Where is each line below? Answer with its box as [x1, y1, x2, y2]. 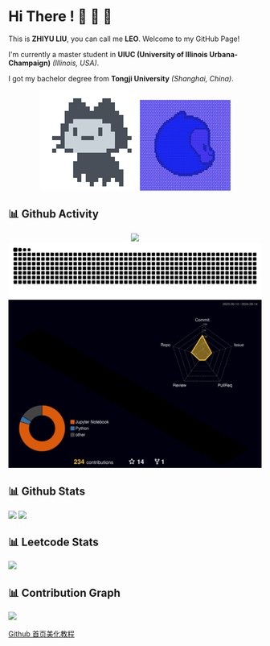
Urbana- [208, 49, 239, 59]
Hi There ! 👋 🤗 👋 [8, 7, 112, 26]
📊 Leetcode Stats [8, 535, 99, 549]
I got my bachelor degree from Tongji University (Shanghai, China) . [8, 73, 235, 83]
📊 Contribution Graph [8, 586, 121, 599]
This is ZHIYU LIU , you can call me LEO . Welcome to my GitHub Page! [8, 34, 240, 43]
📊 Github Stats [8, 485, 86, 499]
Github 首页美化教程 [8, 629, 75, 639]
